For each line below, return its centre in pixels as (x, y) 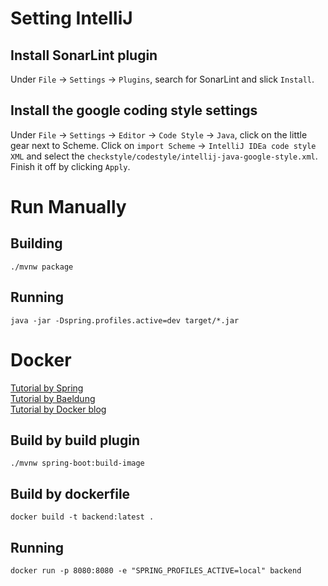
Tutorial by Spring (47, 388)
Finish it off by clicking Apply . (70, 166)
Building (36, 243)
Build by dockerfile (70, 493)
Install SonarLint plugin (84, 55)
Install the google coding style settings (134, 110)
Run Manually (68, 207)
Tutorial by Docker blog (58, 409)
